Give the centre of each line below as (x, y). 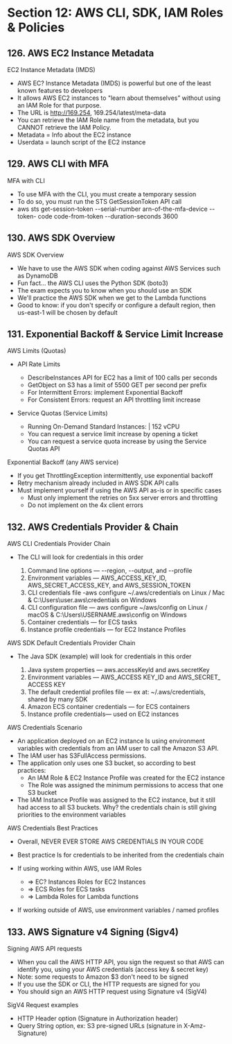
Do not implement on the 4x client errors (85, 505)
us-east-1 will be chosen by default (67, 312)
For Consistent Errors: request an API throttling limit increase (114, 400)
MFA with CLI (26, 180)
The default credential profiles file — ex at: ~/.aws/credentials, (117, 692)
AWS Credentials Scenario (45, 728)
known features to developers (60, 91)
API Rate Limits (39, 364)
